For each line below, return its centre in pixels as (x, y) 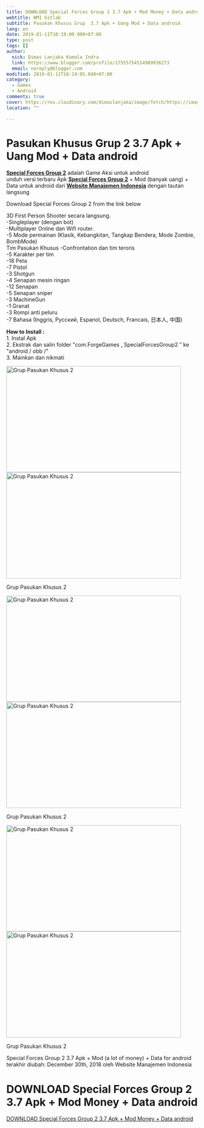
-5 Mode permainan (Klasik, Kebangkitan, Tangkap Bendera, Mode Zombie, (101, 235)
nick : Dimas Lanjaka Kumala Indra (55, 57)
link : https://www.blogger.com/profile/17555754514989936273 (91, 63)
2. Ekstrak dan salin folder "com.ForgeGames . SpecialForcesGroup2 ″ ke (98, 345)
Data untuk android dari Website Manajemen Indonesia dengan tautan (95, 186)
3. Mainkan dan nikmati (36, 358)
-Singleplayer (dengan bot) (40, 222)
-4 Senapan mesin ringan (38, 280)
